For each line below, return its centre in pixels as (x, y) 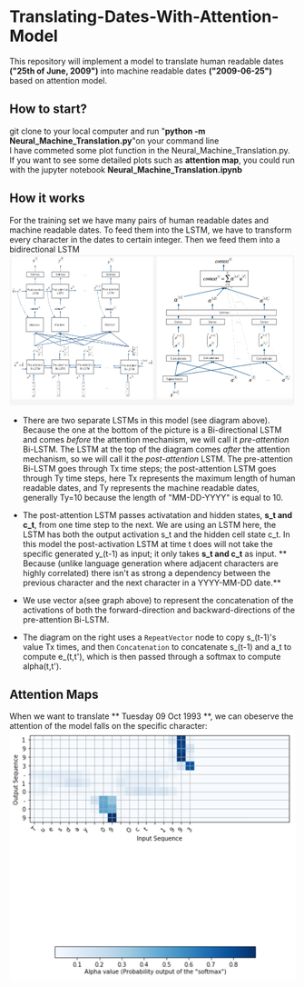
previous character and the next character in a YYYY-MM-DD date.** (152, 583)
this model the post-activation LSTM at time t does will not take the (148, 543)
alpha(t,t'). (42, 666)
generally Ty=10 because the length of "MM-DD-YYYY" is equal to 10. (153, 497)
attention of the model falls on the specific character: (108, 726)
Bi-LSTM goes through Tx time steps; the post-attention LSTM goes (149, 468)
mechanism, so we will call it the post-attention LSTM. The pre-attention (157, 459)
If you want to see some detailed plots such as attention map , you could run (152, 160)
